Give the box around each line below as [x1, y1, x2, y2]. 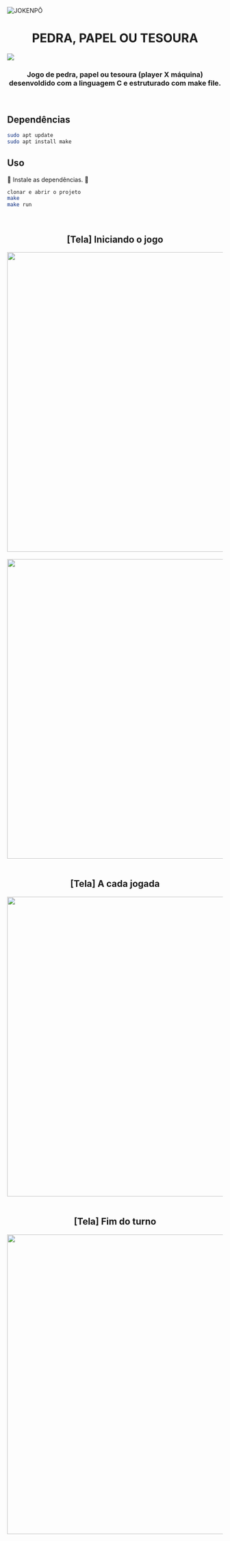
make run [7, 201, 32, 208]
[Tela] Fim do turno [73, 1216, 157, 1227]
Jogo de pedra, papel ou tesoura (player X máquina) [27, 69, 203, 79]
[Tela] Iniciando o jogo [66, 234, 164, 245]
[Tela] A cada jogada [70, 878, 160, 890]
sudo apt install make [7, 138, 72, 145]
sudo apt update [7, 132, 53, 139]
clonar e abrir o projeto [7, 188, 81, 195]
